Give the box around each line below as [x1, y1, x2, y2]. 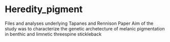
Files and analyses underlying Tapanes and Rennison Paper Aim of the [5, 20, 154, 26]
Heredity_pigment [5, 4, 83, 15]
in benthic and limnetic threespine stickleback [5, 31, 102, 37]
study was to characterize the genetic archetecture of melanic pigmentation [5, 25, 165, 31]
